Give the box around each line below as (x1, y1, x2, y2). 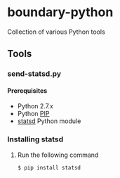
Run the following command (17, 151, 99, 159)
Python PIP (17, 110, 50, 118)
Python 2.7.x (17, 102, 54, 110)
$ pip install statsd (17, 164, 81, 171)
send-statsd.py (7, 69, 62, 79)
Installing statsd (7, 134, 64, 144)
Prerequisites (7, 86, 48, 95)
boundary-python (7, 4, 114, 20)
